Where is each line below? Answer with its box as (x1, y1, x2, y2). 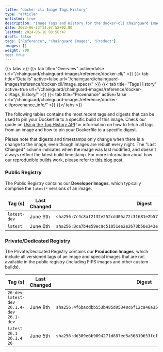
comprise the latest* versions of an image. (5, 185, 92, 191)
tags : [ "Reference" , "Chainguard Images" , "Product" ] (5, 39, 116, 44)
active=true (5, 86, 28, 93)
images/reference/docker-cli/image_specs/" (5, 81, 94, 87)
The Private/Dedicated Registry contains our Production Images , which (5, 248, 148, 254)
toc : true (5, 52, 25, 57)
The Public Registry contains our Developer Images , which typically (5, 180, 142, 186)
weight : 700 (5, 48, 29, 53)
